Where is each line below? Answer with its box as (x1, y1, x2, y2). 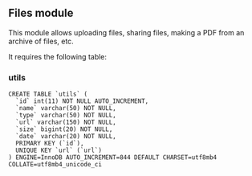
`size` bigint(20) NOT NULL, (15, 125, 113, 133)
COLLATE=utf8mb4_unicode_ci (8, 161, 103, 169)
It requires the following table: (8, 51, 107, 61)
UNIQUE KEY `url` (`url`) (15, 146, 103, 155)
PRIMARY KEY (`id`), (15, 140, 84, 148)
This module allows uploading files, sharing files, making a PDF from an (8, 27, 245, 37)
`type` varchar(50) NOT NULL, (15, 112, 116, 120)
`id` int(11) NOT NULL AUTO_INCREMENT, (15, 97, 149, 105)
